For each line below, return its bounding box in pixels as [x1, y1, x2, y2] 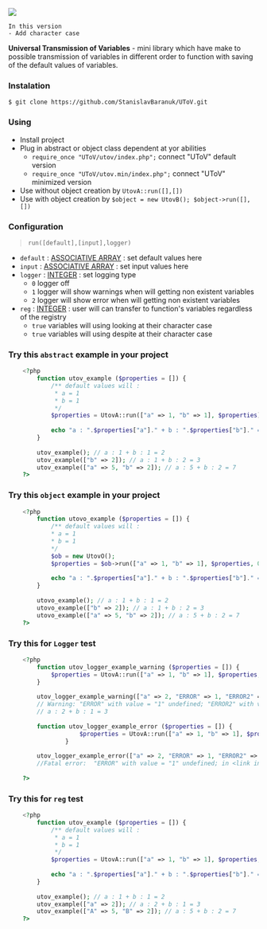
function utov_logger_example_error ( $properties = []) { [37, 722, 233, 731]
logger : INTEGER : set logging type [19, 269, 137, 279]
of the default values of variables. [8, 61, 118, 69]
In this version [8, 22, 62, 30]
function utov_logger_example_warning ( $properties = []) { [37, 663, 240, 671]
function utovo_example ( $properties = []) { [37, 515, 191, 523]
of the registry [19, 312, 67, 322]
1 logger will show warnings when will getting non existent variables [31, 287, 254, 296]
